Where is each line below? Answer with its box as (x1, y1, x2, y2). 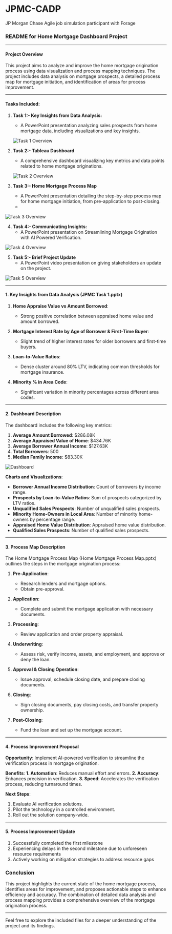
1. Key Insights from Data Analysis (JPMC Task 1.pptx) (5, 292, 123, 298)
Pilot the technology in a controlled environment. (12, 806, 116, 813)
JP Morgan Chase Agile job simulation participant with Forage (5, 20, 136, 26)
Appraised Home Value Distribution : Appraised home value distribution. (12, 522, 166, 528)
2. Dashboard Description (5, 411, 61, 417)
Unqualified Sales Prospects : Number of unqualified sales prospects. (12, 505, 160, 512)
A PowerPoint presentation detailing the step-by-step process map (20, 193, 162, 199)
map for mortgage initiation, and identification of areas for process (5, 79, 146, 85)
